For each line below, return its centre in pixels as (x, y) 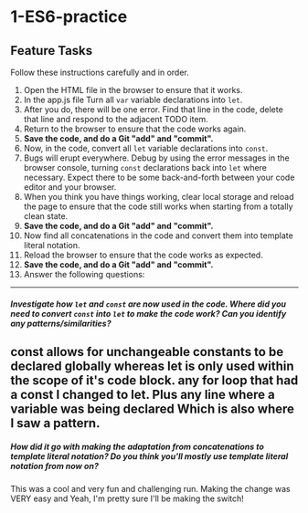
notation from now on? (54, 466)
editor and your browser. (70, 187)
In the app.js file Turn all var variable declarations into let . (133, 99)
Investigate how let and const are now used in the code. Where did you (149, 304)
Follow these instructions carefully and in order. (100, 72)
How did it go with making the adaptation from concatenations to (137, 446)
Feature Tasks (52, 51)
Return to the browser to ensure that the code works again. (135, 129)
